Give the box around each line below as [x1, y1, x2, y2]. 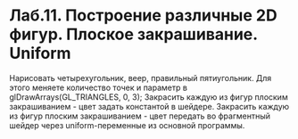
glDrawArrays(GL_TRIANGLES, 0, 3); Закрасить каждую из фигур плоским [9, 91, 288, 102]
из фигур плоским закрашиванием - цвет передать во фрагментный [9, 110, 270, 121]
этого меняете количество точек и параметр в [9, 82, 187, 93]
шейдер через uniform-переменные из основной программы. [9, 119, 245, 130]
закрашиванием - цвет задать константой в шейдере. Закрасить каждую [9, 101, 290, 111]
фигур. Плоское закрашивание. [9, 24, 258, 45]
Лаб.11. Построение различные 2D [9, 5, 278, 26]
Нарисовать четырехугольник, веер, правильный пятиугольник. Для [9, 72, 272, 83]
